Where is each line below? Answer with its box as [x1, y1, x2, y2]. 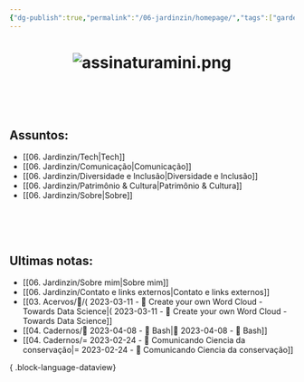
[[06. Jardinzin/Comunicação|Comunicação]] [22, 161, 192, 172]
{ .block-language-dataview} [9, 362, 117, 373]
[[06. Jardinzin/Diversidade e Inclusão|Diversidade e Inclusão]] [22, 171, 258, 182]
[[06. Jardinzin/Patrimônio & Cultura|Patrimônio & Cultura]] [22, 180, 242, 191]
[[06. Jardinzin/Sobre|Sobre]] [22, 190, 133, 201]
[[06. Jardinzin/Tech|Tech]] [22, 151, 126, 163]
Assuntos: [9, 128, 70, 143]
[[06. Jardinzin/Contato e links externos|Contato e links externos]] [22, 287, 270, 298]
